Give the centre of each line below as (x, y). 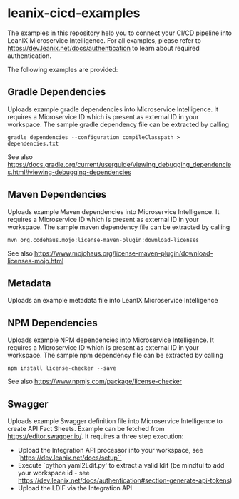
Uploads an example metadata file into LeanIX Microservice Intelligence (113, 301)
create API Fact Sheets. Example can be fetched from (86, 429)
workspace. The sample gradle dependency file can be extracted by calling (118, 124)
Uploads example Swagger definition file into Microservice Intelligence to (115, 421)
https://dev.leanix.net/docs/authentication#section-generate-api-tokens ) (125, 480)
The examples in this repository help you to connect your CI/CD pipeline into (119, 33)
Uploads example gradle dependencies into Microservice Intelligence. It (113, 109)
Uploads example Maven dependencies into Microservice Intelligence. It (113, 211)
